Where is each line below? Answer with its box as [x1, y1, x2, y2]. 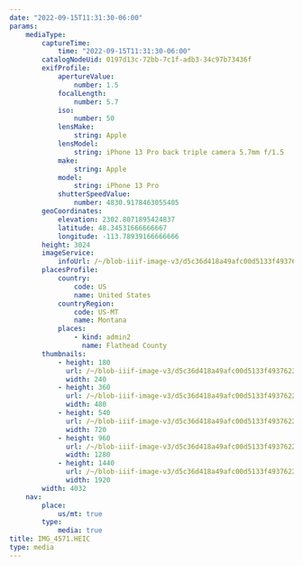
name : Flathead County [81, 341, 168, 350]
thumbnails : [41, 349, 87, 358]
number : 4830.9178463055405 [73, 198, 179, 208]
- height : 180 [57, 358, 111, 367]
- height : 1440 [57, 458, 115, 468]
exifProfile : [41, 64, 91, 73]
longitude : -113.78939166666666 [57, 231, 179, 241]
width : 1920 [66, 476, 111, 485]
